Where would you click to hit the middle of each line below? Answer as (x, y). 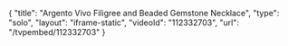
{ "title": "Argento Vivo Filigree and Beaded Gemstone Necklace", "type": (144, 13)
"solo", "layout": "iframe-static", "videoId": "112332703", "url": (124, 23)
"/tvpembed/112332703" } (57, 32)
